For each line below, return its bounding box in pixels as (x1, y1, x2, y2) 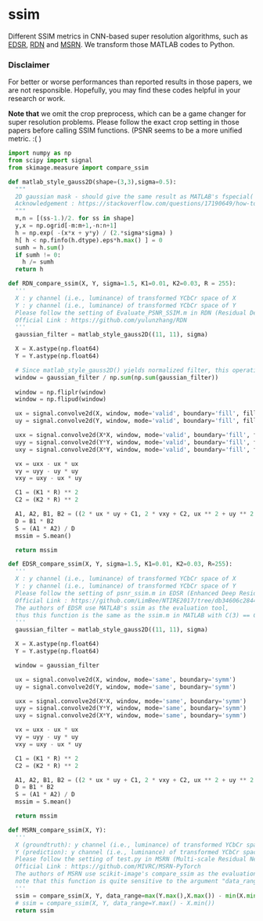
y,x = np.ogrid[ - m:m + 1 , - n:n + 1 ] (15, 222, 117, 230)
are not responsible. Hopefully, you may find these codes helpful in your (8, 86, 241, 95)
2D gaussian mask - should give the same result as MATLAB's (15, 192, 219, 201)
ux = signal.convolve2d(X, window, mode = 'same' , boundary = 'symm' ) (15, 675, 236, 683)
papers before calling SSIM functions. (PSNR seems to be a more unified (8, 126, 243, 135)
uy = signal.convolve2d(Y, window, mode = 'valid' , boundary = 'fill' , (15, 417, 240, 425)
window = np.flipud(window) (15, 395, 107, 403)
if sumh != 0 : (15, 251, 61, 259)
